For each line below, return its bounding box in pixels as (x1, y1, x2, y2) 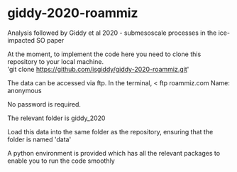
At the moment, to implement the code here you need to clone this (7, 50, 202, 58)
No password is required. (7, 100, 82, 108)
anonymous (7, 86, 42, 95)
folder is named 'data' (7, 135, 72, 144)
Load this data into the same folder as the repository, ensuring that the (7, 127, 214, 136)
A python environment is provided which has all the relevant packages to (7, 149, 221, 157)
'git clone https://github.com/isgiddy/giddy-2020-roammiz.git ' (7, 65, 189, 73)
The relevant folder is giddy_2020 (7, 114, 106, 122)
